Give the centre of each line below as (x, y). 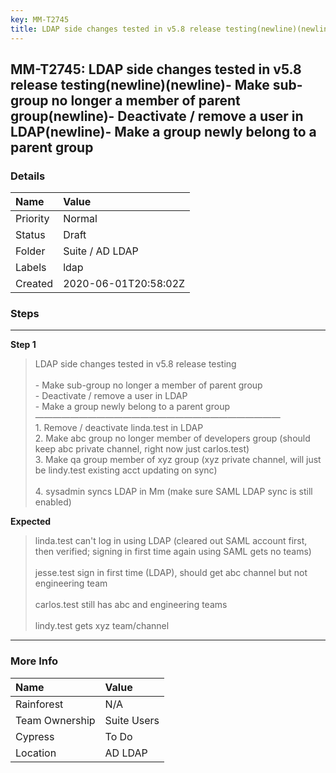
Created (34, 284)
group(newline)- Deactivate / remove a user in (157, 116)
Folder (30, 251)
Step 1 (23, 345)
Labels (31, 268)
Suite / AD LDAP (101, 251)
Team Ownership (55, 720)
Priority (32, 219)
